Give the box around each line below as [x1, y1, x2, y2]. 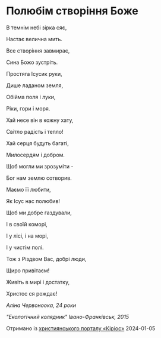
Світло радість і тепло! [6, 128, 64, 135]
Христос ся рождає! [6, 290, 58, 297]
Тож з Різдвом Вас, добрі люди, [6, 255, 87, 262]
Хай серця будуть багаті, [6, 139, 70, 147]
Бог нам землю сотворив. [6, 174, 72, 182]
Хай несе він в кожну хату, [6, 116, 74, 124]
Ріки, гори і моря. [6, 105, 50, 112]
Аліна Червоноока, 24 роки [6, 302, 77, 309]
